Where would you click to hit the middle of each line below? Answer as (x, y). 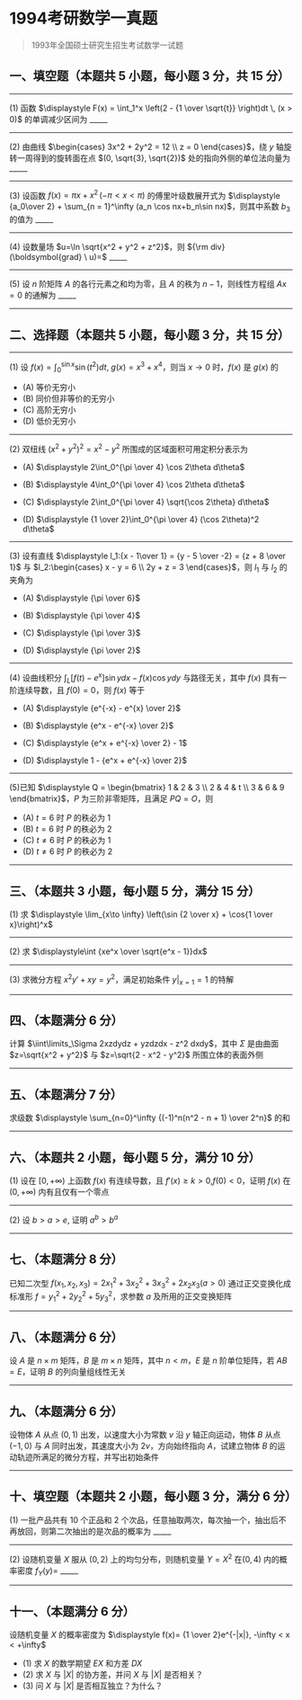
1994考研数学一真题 (84, 18)
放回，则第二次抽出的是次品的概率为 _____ (94, 1531)
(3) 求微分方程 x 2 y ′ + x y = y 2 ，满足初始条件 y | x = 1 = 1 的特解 (122, 980)
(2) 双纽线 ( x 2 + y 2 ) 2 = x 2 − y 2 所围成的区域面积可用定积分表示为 (129, 449)
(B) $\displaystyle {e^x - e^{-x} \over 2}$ (98, 725)
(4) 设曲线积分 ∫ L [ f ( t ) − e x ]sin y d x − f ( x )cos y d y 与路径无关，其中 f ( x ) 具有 (144, 678)
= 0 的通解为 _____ (43, 295)
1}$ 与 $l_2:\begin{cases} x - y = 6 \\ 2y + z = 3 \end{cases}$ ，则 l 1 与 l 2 (143, 568)
